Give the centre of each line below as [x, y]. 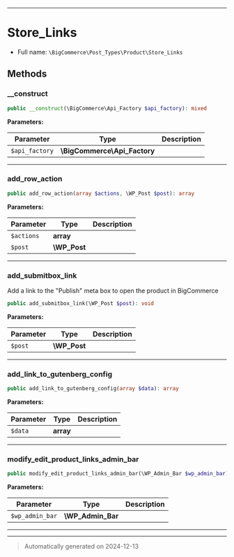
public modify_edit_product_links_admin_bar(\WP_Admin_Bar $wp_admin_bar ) [118, 474]
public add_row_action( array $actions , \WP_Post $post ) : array [101, 193]
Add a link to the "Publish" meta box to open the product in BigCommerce [113, 290]
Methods [27, 74]
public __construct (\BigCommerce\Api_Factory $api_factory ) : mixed [107, 108]
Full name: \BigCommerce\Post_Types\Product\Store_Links [100, 52]
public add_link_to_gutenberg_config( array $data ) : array [93, 389]
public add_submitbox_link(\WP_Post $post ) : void [81, 303]
